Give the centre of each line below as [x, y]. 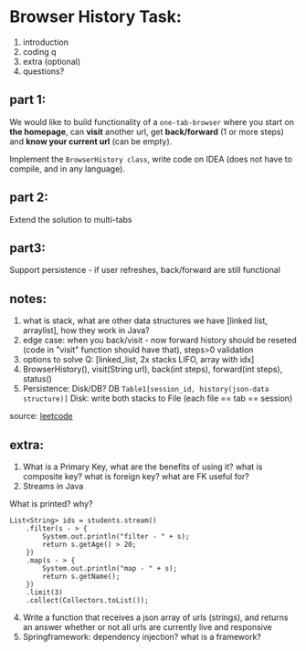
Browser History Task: [96, 17]
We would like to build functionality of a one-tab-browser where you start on [152, 121]
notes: [28, 299]
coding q [39, 51]
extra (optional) [52, 61]
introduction [45, 42]
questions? [43, 71]
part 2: [29, 198]
